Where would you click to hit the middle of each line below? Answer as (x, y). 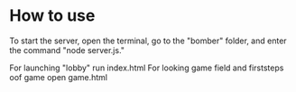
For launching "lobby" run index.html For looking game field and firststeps (147, 68)
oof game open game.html (59, 77)
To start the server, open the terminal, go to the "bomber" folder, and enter (148, 41)
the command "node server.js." (67, 50)
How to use (52, 16)
